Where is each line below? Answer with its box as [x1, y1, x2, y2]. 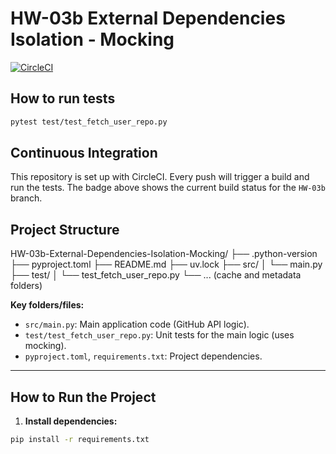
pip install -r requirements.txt [10, 435, 150, 445]
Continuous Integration [10, 145, 158, 162]
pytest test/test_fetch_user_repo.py [10, 117, 168, 127]
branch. [10, 192, 43, 204]
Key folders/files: [10, 299, 85, 311]
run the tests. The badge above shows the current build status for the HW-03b [10, 182, 326, 194]
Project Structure [10, 221, 120, 238]
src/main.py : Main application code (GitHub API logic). [24, 318, 250, 331]
